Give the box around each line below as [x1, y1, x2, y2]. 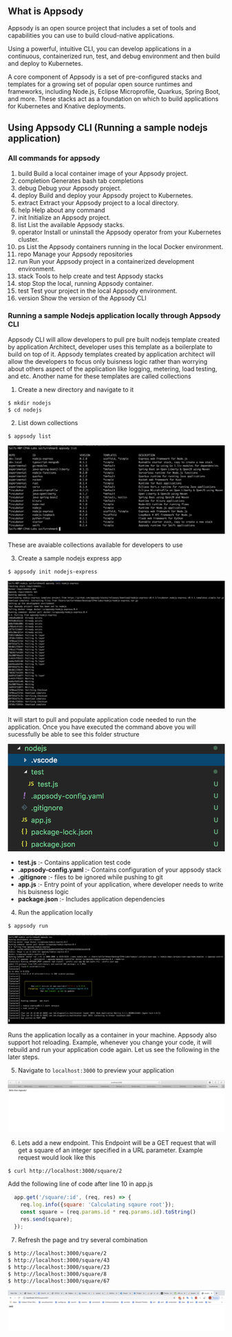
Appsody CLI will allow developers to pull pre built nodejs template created [8, 335, 220, 344]
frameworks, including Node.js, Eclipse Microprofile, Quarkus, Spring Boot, [8, 87, 221, 95]
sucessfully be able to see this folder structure [8, 730, 140, 739]
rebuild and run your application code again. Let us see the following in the [8, 1046, 220, 1054]
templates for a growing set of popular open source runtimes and [8, 79, 193, 88]
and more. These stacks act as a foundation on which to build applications [8, 95, 219, 103]
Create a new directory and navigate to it [17, 385, 134, 393]
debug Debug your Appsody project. [17, 184, 123, 192]
